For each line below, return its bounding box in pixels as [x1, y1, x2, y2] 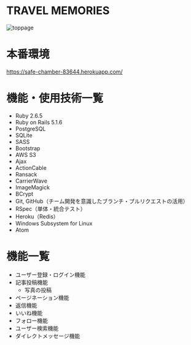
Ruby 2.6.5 [15, 112, 43, 119]
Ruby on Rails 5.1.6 [15, 118, 63, 126]
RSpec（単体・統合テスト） [15, 205, 86, 212]
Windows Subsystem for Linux [15, 219, 93, 227]
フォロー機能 [15, 317, 48, 324]
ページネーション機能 [15, 294, 69, 301]
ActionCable [15, 164, 47, 172]
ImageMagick [15, 183, 50, 191]
